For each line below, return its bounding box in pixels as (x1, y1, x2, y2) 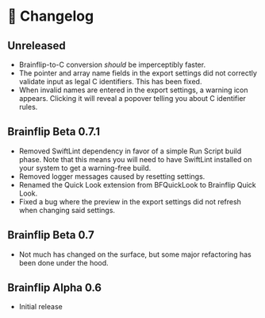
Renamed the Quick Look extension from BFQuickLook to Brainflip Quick (18, 180, 257, 189)
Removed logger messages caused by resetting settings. (18, 171, 205, 181)
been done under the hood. (18, 258, 109, 267)
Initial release (18, 302, 63, 312)
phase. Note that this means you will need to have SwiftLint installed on (18, 154, 252, 164)
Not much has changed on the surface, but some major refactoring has (18, 250, 252, 259)
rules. (18, 103, 38, 111)
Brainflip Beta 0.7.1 (7, 125, 101, 138)
